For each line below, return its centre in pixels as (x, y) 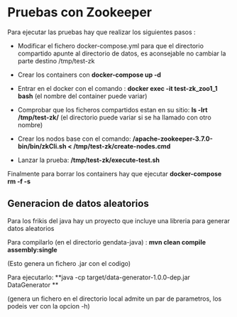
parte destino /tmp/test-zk (56, 60)
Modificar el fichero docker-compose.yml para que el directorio (111, 45)
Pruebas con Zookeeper (80, 12)
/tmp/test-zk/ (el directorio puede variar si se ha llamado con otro (114, 117)
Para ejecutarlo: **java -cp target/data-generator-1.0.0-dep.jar (99, 277)
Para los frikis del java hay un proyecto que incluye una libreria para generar (119, 220)
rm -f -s (19, 181)
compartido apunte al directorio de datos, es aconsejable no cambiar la (122, 53)
